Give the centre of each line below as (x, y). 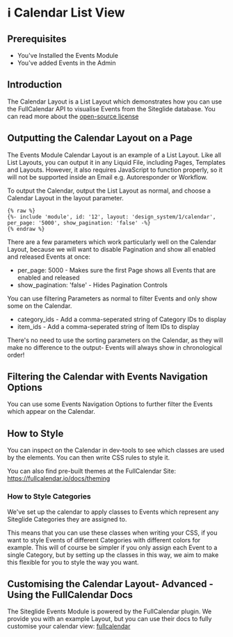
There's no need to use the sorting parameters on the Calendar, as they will (115, 340)
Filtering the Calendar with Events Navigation (107, 377)
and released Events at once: (49, 257)
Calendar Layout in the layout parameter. (65, 197)
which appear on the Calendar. (51, 412)
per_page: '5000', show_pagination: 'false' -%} (79, 223)
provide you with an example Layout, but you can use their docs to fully (110, 619)
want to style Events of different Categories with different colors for (104, 540)
